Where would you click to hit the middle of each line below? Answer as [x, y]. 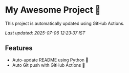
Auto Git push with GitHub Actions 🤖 [49, 65]
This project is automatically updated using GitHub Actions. [65, 23]
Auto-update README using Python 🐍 [50, 60]
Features [19, 48]
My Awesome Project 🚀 [53, 10]
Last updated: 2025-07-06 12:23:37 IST [45, 33]
